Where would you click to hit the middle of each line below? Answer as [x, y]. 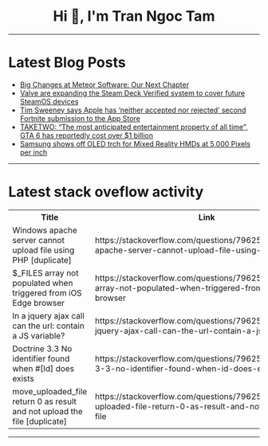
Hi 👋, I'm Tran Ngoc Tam [134, 16]
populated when [43, 283]
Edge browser [39, 303]
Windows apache [45, 230]
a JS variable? [39, 335]
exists [23, 378]
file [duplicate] [40, 421]
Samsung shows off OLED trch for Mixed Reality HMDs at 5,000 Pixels [135, 143]
